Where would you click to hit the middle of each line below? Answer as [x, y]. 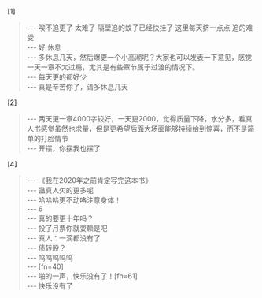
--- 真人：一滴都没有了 [64, 238]
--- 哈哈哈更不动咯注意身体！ [74, 200]
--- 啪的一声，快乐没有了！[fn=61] [82, 276]
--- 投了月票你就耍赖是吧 [67, 228]
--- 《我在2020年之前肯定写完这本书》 [89, 180]
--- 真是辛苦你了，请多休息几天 [77, 87]
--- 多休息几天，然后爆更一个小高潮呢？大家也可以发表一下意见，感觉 [139, 57]
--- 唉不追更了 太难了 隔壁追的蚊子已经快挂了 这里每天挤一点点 [128, 28]
